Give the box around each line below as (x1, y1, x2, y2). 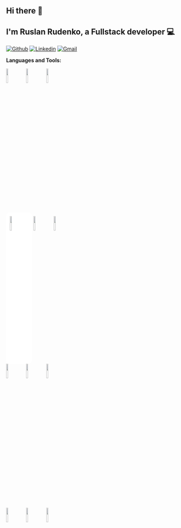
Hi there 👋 (6, 6, 43, 16)
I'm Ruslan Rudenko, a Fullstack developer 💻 (6, 27, 175, 37)
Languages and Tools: (6, 57, 62, 64)
